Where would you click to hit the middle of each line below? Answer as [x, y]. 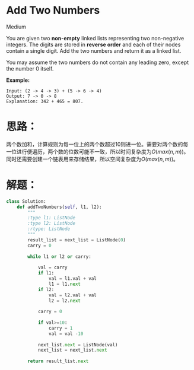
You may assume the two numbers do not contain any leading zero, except [97, 62]
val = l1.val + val [72, 279]
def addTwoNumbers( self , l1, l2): [59, 207]
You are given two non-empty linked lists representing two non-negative [95, 38]
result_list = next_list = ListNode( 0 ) [77, 240]
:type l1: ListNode [52, 218]
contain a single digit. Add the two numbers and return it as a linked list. [94, 50]
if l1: [46, 273]
